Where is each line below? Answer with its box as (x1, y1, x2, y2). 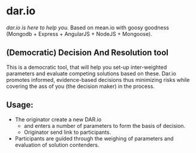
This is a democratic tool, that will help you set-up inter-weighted (6, 63, 167, 71)
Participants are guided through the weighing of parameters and (14, 134, 174, 142)
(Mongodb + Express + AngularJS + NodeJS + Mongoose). (6, 30, 153, 37)
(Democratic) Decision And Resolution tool (6, 48, 169, 58)
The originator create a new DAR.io (14, 115, 102, 123)
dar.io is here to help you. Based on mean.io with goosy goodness (6, 24, 170, 31)
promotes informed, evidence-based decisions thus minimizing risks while (6, 76, 190, 83)
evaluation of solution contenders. (14, 141, 99, 148)
